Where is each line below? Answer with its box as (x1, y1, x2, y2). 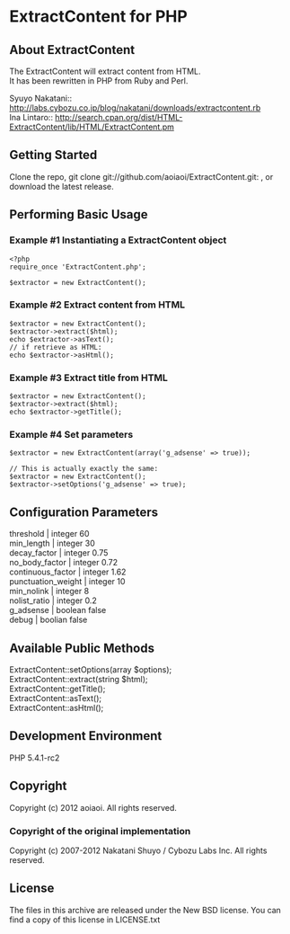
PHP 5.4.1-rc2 (9, 752, 60, 763)
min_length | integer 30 (9, 538, 96, 549)
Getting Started (9, 147, 98, 163)
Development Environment (9, 728, 163, 743)
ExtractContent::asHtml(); (9, 703, 104, 714)
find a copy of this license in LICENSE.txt (9, 914, 161, 925)
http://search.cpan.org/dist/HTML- (55, 112, 183, 122)
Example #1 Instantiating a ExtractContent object (9, 234, 227, 246)
